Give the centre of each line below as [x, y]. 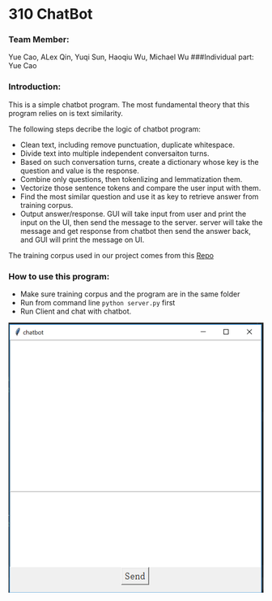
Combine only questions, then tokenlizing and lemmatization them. [131, 179]
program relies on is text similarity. [66, 113]
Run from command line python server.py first [98, 303]
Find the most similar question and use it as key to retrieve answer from [139, 197]
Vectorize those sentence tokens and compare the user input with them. [140, 188]
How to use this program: [59, 276]
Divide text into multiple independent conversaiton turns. [115, 153]
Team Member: [39, 40]
